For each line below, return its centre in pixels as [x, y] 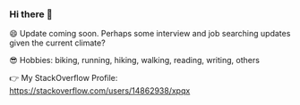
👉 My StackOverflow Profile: [64, 78]
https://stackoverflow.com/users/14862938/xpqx [100, 91]
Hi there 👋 [31, 14]
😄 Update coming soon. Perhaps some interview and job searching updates [150, 34]
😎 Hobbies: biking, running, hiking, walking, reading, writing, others [134, 61]
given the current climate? [57, 43]
